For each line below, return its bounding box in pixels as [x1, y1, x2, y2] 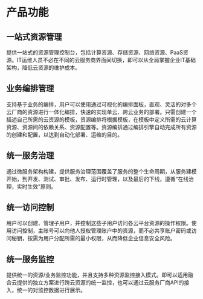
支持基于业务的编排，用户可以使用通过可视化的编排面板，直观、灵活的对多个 [6, 101, 197, 108]
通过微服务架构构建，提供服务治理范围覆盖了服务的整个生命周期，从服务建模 [6, 167, 197, 175]
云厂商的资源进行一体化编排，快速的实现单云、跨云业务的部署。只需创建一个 [6, 108, 197, 115]
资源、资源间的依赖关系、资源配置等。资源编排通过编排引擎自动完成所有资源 [6, 123, 197, 130]
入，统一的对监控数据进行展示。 [6, 286, 86, 294]
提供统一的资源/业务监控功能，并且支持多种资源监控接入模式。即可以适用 [6, 271, 188, 279]
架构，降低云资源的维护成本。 [6, 64, 80, 71]
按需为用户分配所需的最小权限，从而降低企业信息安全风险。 [27, 235, 176, 242]
